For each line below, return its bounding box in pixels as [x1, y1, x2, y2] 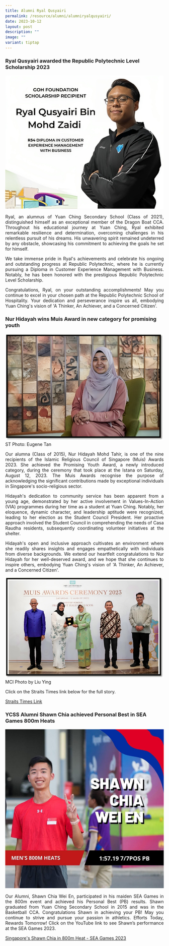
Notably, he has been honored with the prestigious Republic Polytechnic [5, 272, 164, 278]
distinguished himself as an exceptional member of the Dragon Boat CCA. [5, 219, 164, 225]
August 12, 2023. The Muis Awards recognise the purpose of [5, 472, 164, 479]
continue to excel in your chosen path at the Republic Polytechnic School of [5, 292, 164, 299]
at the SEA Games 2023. [5, 925, 56, 931]
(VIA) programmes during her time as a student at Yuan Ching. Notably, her [5, 504, 164, 510]
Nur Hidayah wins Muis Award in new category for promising [5, 316, 157, 323]
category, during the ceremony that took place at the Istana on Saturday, [5, 467, 164, 474]
